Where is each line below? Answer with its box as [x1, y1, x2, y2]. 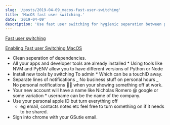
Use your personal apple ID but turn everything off [12, 98, 118, 104]
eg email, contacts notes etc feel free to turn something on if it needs [20, 103, 164, 109]
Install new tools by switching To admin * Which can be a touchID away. [12, 71, 163, 77]
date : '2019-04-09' [5, 17, 47, 22]
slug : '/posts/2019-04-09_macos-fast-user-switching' [5, 7, 121, 13]
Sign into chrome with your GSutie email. [12, 114, 98, 120]
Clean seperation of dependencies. [12, 55, 87, 61]
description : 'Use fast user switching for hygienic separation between [5, 21, 162, 27]
